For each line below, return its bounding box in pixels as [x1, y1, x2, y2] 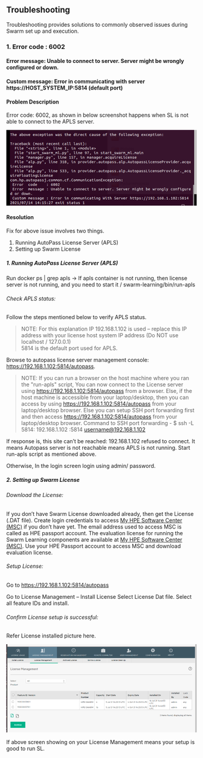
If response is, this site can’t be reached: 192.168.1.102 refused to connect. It [6, 438, 195, 445]
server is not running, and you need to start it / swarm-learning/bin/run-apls [6, 281, 196, 288]
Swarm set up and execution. [6, 27, 79, 35]
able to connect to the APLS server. [6, 118, 95, 125]
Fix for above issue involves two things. [6, 227, 105, 235]
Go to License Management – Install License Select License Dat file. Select [6, 593, 192, 601]
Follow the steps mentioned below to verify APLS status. [6, 314, 147, 321]
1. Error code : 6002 [6, 42, 65, 51]
